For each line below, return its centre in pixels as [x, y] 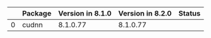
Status [189, 13]
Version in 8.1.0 [85, 13]
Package [37, 13]
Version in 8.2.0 [145, 13]
